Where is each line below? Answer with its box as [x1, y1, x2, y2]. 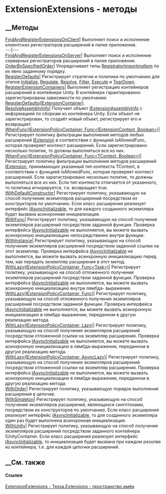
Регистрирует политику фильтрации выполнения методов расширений [5, 158, 157, 164]
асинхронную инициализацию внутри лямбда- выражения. [5, 285, 132, 291]
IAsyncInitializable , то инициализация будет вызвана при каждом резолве [5, 439, 161, 444]
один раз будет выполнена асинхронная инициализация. [5, 417, 126, 423]
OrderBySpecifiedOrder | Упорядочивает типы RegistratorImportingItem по [5, 63, 160, 69]
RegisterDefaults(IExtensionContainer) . [5, 100, 85, 106]
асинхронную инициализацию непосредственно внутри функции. [5, 233, 145, 238]
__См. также [5, 458, 46, 467]
